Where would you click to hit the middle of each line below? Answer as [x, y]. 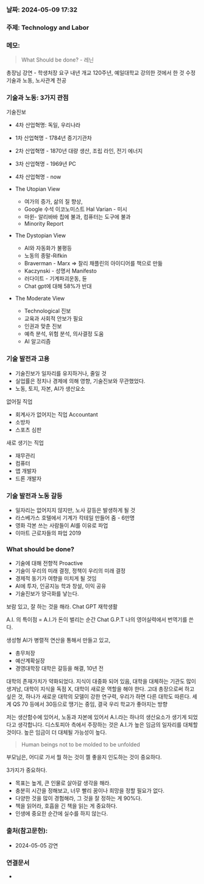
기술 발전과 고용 [28, 359]
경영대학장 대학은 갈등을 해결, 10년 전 [59, 668]
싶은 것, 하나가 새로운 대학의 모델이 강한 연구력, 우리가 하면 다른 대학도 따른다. [99, 697]
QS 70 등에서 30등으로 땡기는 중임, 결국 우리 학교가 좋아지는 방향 [90, 704]
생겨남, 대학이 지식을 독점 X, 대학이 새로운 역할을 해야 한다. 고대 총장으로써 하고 [100, 689]
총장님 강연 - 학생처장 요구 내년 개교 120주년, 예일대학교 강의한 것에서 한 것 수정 [101, 73]
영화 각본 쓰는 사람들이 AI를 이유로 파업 [62, 526]
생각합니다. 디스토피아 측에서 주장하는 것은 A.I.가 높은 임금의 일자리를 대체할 [107, 725]
